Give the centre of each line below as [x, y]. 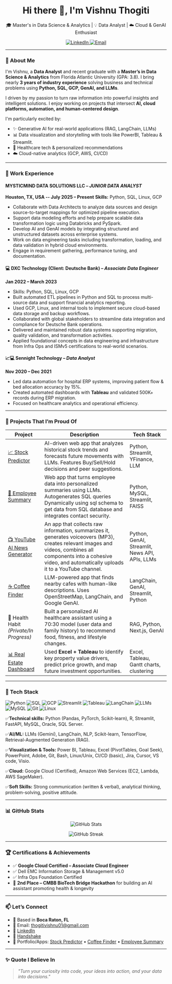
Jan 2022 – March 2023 [31, 281]
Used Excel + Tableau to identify [84, 652]
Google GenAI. [62, 603]
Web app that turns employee [80, 477]
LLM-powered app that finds [79, 577]
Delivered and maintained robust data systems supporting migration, [85, 330]
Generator [20, 554]
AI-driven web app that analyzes [84, 443]
